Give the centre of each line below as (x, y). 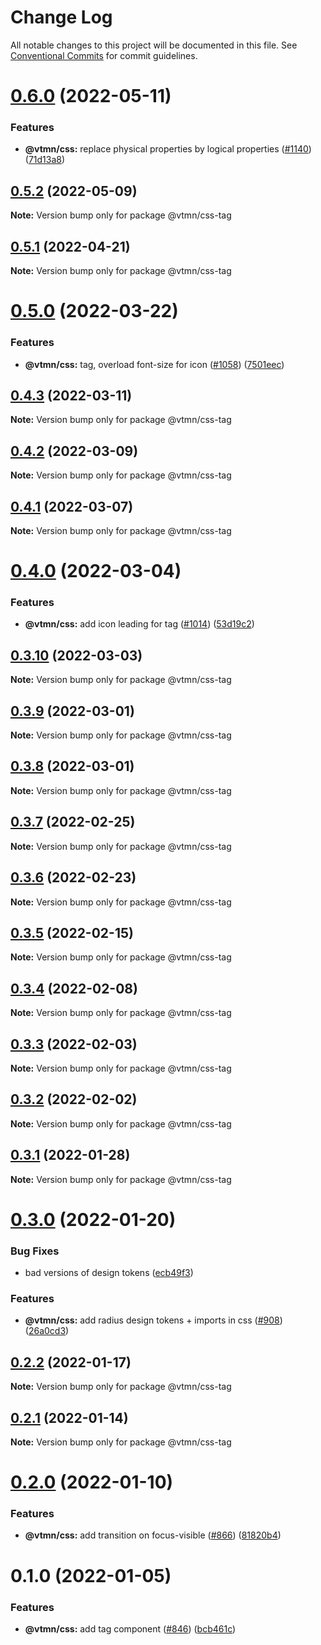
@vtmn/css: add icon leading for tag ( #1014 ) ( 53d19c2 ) (139, 624)
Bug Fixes (35, 1251)
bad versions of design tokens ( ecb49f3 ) (109, 1273)
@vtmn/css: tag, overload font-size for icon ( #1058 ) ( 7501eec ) (154, 364)
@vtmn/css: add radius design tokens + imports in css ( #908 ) (153, 1320)
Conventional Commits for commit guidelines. (104, 55)
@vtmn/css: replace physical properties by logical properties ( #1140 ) (168, 149)
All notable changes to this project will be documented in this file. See (154, 45)
